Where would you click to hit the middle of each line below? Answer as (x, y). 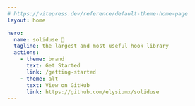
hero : (15, 33)
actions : (26, 53)
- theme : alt (39, 79)
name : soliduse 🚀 (39, 39)
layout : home (26, 20)
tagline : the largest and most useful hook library (91, 46)
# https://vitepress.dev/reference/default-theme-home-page (98, 14)
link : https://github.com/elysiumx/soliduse (93, 92)
